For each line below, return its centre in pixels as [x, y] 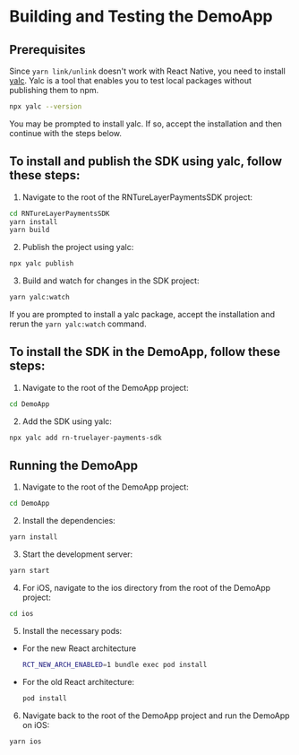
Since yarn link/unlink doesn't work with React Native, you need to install [148, 71]
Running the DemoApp [74, 466]
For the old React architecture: [78, 681]
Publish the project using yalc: [78, 247]
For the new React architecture [79, 648]
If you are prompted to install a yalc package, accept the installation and [142, 315]
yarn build [30, 230]
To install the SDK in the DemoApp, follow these [145, 352]
